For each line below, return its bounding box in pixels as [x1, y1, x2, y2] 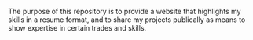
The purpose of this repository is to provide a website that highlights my [8, 7, 241, 16]
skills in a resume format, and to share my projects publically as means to [8, 15, 246, 24]
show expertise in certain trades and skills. [8, 24, 147, 32]
